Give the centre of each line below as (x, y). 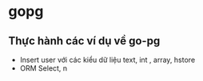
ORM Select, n (44, 68)
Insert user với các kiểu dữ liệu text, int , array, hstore (107, 60)
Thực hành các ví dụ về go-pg (84, 41)
